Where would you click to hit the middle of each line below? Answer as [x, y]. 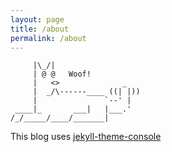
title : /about [40, 29]
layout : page [37, 19]
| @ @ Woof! [62, 74]
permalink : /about [48, 38]
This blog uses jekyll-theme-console [86, 137]
